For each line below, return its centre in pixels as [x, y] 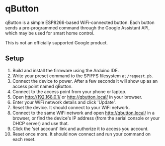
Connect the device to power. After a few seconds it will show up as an [85, 81]
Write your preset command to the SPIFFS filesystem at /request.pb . [82, 76]
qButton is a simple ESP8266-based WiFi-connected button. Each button [80, 22]
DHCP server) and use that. [41, 123]
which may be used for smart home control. [50, 33]
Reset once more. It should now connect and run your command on [81, 134]
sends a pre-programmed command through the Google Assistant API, [78, 27]
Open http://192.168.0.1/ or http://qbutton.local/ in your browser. [77, 97]
